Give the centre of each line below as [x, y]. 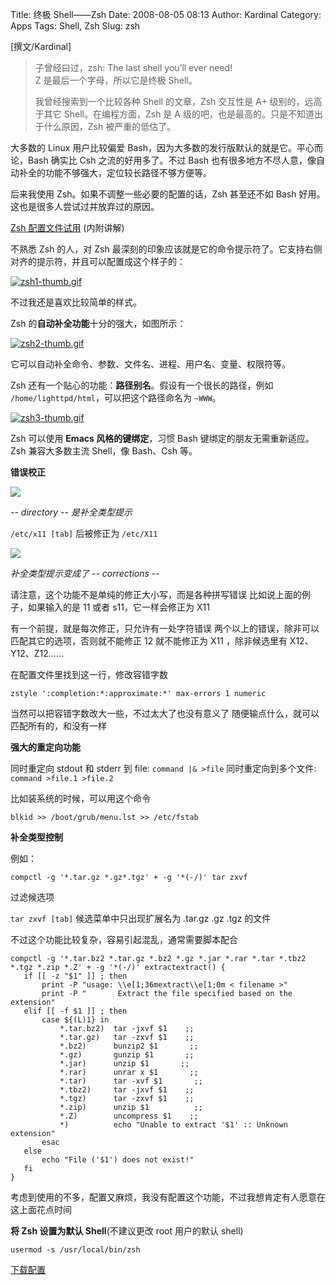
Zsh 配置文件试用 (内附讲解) [67, 227]
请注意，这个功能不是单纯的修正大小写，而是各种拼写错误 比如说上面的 [156, 594]
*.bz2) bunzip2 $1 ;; [129, 1046]
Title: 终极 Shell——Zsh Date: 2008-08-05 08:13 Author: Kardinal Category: [166, 14]
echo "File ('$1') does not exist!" [118, 1160]
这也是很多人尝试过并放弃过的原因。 [85, 206]
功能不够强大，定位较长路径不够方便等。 [128, 172]
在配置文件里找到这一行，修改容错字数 [89, 674]
